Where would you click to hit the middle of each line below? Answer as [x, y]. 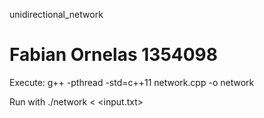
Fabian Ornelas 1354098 [114, 55]
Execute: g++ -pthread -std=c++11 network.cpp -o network [132, 82]
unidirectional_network [56, 14]
